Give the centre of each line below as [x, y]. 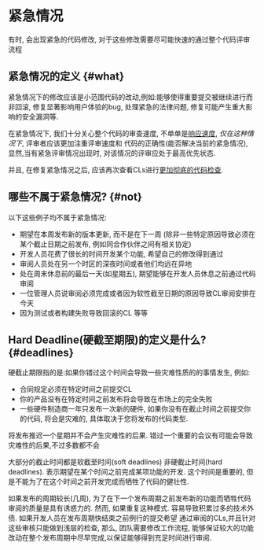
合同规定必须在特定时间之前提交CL [75, 389]
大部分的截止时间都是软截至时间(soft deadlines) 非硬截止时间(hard [115, 462]
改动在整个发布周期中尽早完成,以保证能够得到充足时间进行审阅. [110, 538]
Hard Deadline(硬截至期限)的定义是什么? [107, 340]
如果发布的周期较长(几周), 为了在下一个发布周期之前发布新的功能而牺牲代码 [130, 498]
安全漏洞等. [40, 116]
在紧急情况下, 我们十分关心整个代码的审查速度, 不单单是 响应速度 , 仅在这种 [128, 133]
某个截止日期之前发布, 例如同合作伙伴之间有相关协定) [105, 244]
